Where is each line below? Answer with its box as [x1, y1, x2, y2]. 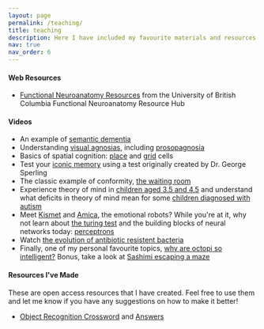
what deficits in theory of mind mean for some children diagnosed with [19, 193, 251, 202]
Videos [8, 116, 32, 127]
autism [19, 202, 42, 211]
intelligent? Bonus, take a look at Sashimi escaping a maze [19, 252, 210, 262]
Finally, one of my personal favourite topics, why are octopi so [19, 244, 223, 253]
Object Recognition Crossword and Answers [19, 312, 164, 321]
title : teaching [8, 26, 62, 34]
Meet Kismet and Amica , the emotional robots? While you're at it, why [19, 210, 247, 220]
